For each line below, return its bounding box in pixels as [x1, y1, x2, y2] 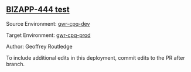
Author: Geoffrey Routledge [6, 43, 73, 50]
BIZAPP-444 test [6, 5, 70, 15]
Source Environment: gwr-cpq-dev [6, 20, 90, 27]
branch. [6, 60, 25, 67]
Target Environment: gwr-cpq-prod [6, 32, 91, 39]
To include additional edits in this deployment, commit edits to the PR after [6, 54, 186, 61]
